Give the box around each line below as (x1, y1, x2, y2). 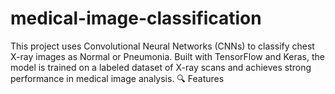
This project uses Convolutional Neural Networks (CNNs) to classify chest (10, 40, 315, 52)
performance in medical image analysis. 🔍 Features (10, 72, 225, 84)
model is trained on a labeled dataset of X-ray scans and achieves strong (10, 61, 312, 73)
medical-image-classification (10, 7, 262, 30)
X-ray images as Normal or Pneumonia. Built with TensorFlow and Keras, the (10, 50, 325, 62)
